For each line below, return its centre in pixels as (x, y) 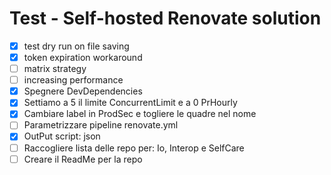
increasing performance (73, 80)
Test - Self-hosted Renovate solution (165, 18)
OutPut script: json (62, 136)
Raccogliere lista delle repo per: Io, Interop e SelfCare (134, 148)
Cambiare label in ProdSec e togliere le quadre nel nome (140, 114)
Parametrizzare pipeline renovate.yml (101, 125)
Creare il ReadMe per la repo (83, 159)
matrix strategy (55, 69)
